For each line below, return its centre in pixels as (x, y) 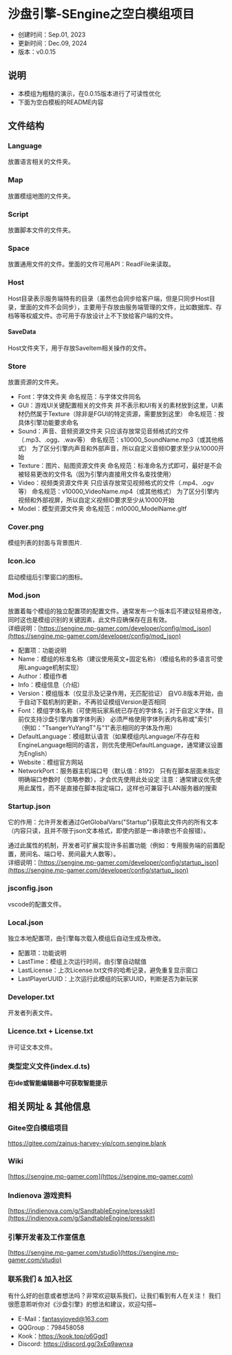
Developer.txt (31, 997)
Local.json (26, 922)
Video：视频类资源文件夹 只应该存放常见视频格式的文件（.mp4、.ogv (116, 483)
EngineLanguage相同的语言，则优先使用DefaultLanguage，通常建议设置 (120, 745)
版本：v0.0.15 (37, 52)
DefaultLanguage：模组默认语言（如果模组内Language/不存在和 (109, 736)
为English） (34, 754)
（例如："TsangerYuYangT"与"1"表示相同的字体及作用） (97, 728)
